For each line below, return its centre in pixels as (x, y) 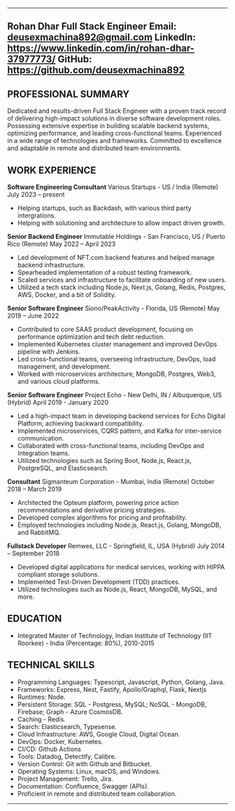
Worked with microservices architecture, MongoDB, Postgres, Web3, (116, 374)
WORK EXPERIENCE (52, 170)
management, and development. (64, 367)
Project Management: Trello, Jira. (65, 779)
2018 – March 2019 (35, 489)
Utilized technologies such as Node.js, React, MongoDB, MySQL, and (117, 590)
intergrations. (36, 216)
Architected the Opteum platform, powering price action (98, 503)
